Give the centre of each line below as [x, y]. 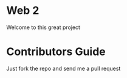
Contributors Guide [56, 52]
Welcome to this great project [43, 27]
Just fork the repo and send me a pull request [63, 68]
